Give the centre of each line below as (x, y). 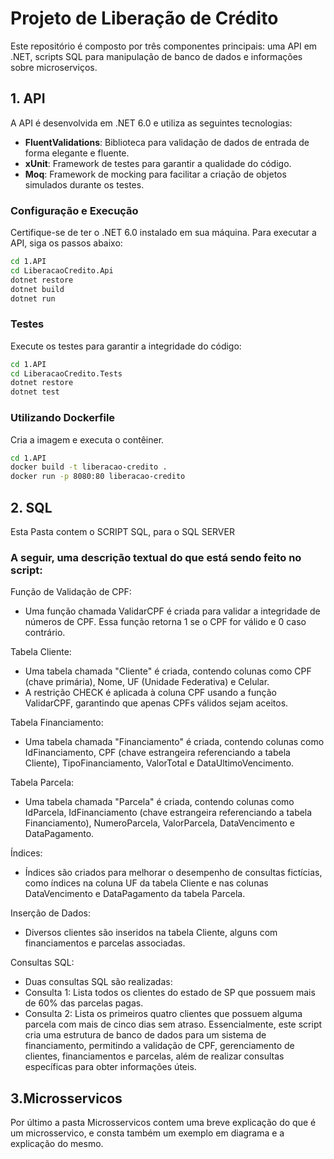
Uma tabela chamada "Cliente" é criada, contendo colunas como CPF (168, 671)
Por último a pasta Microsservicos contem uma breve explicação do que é (163, 1123)
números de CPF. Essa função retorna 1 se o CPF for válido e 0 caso (165, 622)
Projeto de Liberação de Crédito (144, 18)
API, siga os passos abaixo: (66, 243)
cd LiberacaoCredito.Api (62, 270)
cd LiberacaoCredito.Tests (66, 373)
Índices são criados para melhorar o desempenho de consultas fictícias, (173, 873)
